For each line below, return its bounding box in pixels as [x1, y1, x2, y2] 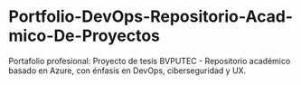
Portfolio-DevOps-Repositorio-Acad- [8, 6, 294, 27]
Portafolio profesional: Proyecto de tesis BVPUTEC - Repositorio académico [8, 55, 291, 66]
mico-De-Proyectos [8, 25, 160, 46]
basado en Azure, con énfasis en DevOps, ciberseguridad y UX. [8, 65, 247, 76]
